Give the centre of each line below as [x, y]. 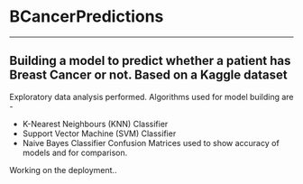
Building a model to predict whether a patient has [150, 61]
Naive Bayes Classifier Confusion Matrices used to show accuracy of [151, 143]
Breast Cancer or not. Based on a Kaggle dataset [148, 75]
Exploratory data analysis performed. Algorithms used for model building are [151, 97]
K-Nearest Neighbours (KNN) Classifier [95, 124]
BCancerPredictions [87, 17]
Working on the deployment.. [63, 170]
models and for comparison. [75, 152]
